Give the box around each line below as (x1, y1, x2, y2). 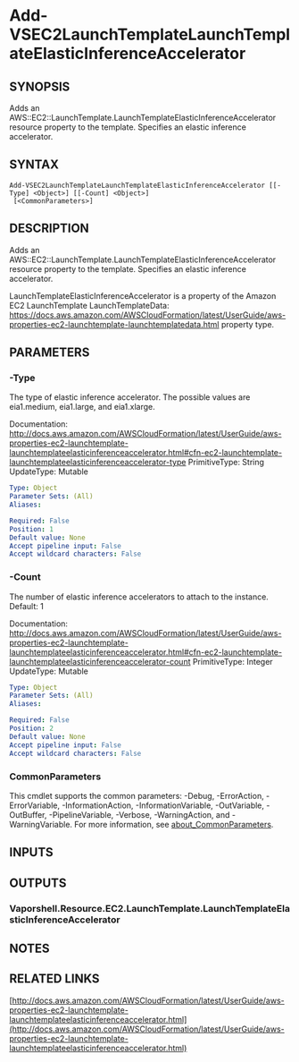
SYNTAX (9, 157, 60, 173)
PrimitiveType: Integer (192, 656, 274, 667)
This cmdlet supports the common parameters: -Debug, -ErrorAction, (9, 790, 265, 801)
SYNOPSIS (9, 79, 71, 94)
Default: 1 (9, 600, 45, 611)
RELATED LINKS (9, 972, 100, 987)
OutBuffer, (9, 809, 47, 820)
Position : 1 (9, 524, 54, 533)
